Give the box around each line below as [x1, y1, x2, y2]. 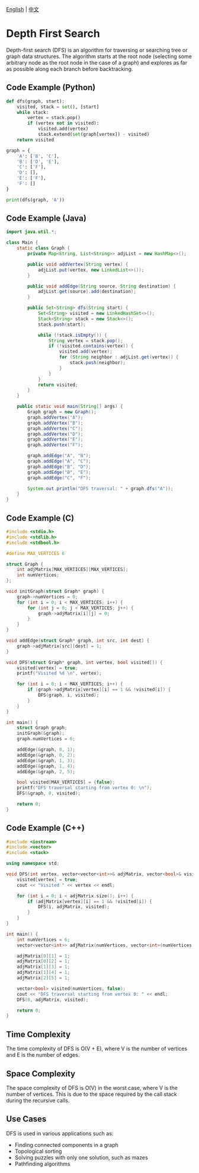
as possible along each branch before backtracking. [6, 65, 133, 72]
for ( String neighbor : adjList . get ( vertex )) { [59, 354, 179, 361]
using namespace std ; [6, 860, 60, 866]
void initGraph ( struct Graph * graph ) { [6, 588, 105, 594]
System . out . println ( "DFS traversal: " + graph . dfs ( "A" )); [27, 486, 174, 492]
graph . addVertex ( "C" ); [27, 425, 84, 432]
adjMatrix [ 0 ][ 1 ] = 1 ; [17, 953, 70, 959]
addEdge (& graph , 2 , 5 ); [17, 769, 76, 774]
